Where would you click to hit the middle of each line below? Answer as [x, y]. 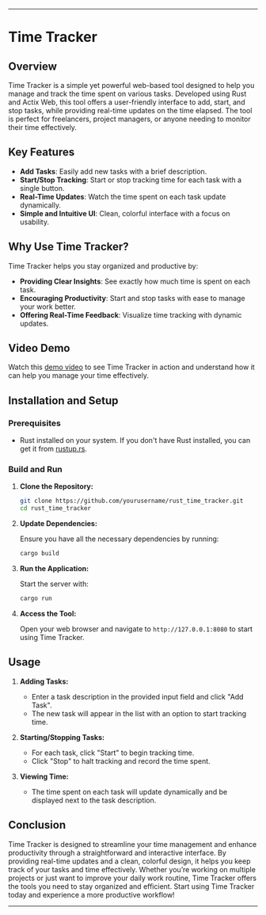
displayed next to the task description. [94, 800]
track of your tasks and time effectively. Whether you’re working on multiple [132, 869]
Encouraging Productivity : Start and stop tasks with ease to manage [132, 298]
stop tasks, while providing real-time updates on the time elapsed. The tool [130, 111]
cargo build [39, 554]
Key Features [42, 152]
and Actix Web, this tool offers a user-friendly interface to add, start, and [127, 102]
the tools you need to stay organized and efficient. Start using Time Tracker [131, 886]
